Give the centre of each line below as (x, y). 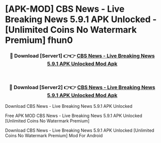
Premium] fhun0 (39, 40)
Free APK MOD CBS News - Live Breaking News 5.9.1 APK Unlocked (74, 116)
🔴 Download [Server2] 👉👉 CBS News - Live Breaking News (82, 88)
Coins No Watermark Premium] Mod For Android (54, 135)
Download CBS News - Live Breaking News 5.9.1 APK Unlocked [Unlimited (80, 130)
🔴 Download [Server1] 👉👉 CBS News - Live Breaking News (82, 56)
